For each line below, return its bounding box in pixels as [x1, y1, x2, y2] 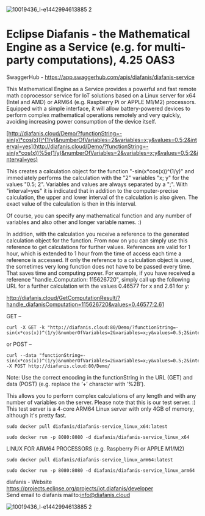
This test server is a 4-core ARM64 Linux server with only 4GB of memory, [6, 405, 195, 413]
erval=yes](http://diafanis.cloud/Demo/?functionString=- [6, 143, 149, 150]
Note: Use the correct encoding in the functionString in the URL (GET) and [6, 373, 193, 381]
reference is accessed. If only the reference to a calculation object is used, [6, 256, 194, 263]
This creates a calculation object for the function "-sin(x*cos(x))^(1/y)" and [6, 167, 195, 174]
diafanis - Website [6, 478, 52, 485]
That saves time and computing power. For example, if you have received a [6, 269, 195, 277]
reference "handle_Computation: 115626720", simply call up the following [6, 275, 190, 283]
